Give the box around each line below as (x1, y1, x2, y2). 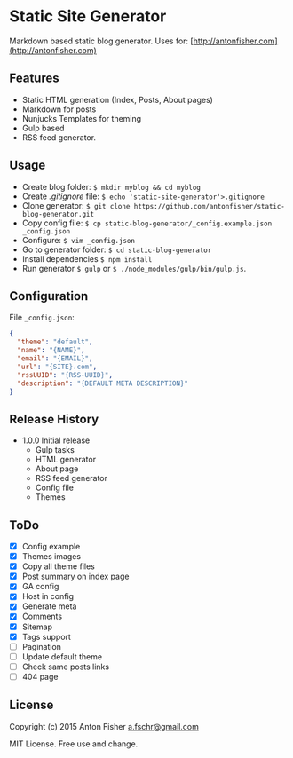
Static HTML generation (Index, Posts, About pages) (21, 94, 213, 105)
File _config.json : (9, 312, 75, 323)
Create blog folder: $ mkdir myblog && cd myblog (21, 181, 202, 192)
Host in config (21, 591, 74, 602)
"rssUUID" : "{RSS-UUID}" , (17, 370, 114, 379)
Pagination (21, 641, 62, 651)
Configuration (9, 288, 89, 304)
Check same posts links (21, 661, 109, 672)
